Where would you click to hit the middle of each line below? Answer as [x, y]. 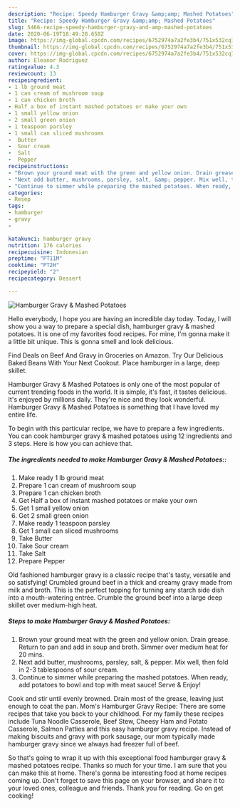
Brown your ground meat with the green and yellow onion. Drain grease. [124, 639]
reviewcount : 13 [32, 73]
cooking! [21, 796]
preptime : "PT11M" [35, 259]
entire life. [23, 415]
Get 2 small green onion [53, 515]
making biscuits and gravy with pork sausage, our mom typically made [112, 736]
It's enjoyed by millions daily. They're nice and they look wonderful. [107, 399]
